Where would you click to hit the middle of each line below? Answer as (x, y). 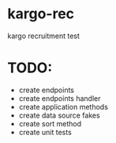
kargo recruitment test (44, 36)
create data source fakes (59, 115)
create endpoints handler (60, 98)
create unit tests (45, 132)
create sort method (50, 123)
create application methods (63, 106)
